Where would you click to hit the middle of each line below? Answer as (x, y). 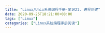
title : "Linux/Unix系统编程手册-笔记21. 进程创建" (53, 9)
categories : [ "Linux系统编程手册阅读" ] (42, 23)
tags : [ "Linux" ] (21, 18)
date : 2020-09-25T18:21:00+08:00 (39, 14)
